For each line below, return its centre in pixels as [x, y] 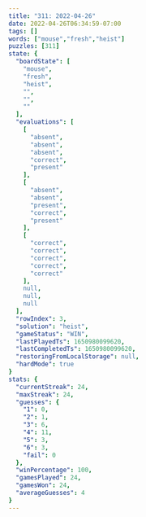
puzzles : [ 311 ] [34, 46]
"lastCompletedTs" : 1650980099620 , [76, 349]
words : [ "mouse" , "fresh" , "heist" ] [67, 39]
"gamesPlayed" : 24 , [49, 478]
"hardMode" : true [45, 364]
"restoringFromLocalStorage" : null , [77, 357]
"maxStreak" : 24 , [45, 394]
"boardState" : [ [43, 62]
